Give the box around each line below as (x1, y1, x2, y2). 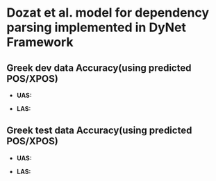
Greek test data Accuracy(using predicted (6, 125, 192, 137)
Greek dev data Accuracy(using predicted (6, 62, 192, 74)
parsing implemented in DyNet (6, 19, 187, 35)
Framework (6, 35, 74, 50)
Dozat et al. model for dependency (6, 5, 210, 21)
